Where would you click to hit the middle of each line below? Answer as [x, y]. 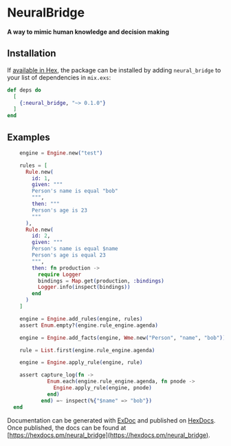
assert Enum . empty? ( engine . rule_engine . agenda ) [89, 325]
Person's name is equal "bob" [75, 191]
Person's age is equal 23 [69, 255]
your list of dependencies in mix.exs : [59, 77]
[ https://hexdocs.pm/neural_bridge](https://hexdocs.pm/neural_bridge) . [109, 435]
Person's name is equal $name [75, 249]
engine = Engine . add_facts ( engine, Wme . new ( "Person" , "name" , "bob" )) [123, 338]
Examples [29, 137]
